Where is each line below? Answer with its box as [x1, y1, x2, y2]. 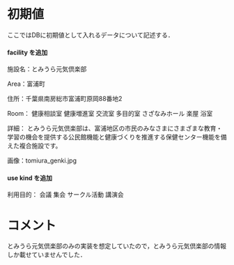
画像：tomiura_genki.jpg [7, 156, 77, 165]
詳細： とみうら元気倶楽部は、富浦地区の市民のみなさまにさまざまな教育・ [7, 124, 223, 132]
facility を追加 [7, 48, 48, 56]
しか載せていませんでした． [7, 250, 86, 259]
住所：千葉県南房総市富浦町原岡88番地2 [7, 95, 123, 103]
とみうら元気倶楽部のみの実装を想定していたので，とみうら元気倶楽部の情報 [7, 242, 227, 250]
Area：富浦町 [7, 79, 45, 88]
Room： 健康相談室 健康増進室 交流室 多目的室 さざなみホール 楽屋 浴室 [7, 109, 213, 118]
